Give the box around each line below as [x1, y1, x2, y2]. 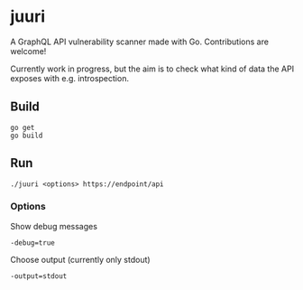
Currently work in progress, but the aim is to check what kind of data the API [10, 63, 295, 74]
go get [10, 123, 35, 132]
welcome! [10, 45, 47, 56]
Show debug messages [10, 220, 98, 231]
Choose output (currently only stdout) [10, 254, 151, 265]
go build [10, 131, 43, 140]
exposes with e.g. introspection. [10, 72, 130, 83]
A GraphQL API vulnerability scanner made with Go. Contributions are [10, 36, 270, 47]
